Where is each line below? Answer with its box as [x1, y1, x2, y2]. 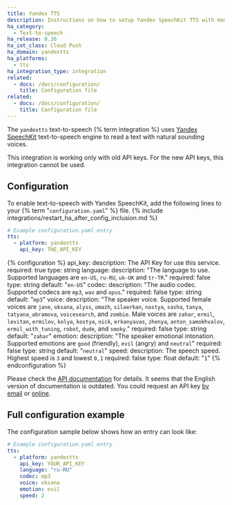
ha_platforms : [7, 55, 48, 62]
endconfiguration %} [7, 362, 67, 370]
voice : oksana [19, 479, 60, 486]
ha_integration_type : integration [7, 68, 107, 75]
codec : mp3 [19, 473, 51, 480]
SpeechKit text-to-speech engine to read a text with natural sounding [7, 132, 205, 141]
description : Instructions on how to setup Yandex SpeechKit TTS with [7, 17, 215, 23]
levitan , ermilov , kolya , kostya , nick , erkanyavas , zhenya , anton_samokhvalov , [7, 317, 225, 326]
